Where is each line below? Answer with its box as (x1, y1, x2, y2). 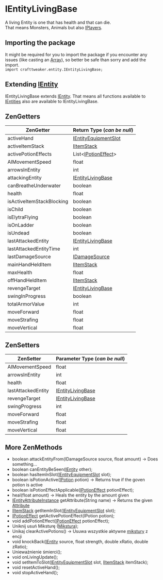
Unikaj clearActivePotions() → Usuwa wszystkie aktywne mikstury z (12, 529, 148, 534)
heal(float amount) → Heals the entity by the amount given (12, 492, 130, 498)
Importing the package (5, 39, 76, 47)
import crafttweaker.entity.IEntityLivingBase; (5, 67, 103, 72)
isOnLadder (7, 222, 34, 229)
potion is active (12, 482, 43, 488)
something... (12, 461, 37, 467)
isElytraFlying (7, 214, 38, 221)
